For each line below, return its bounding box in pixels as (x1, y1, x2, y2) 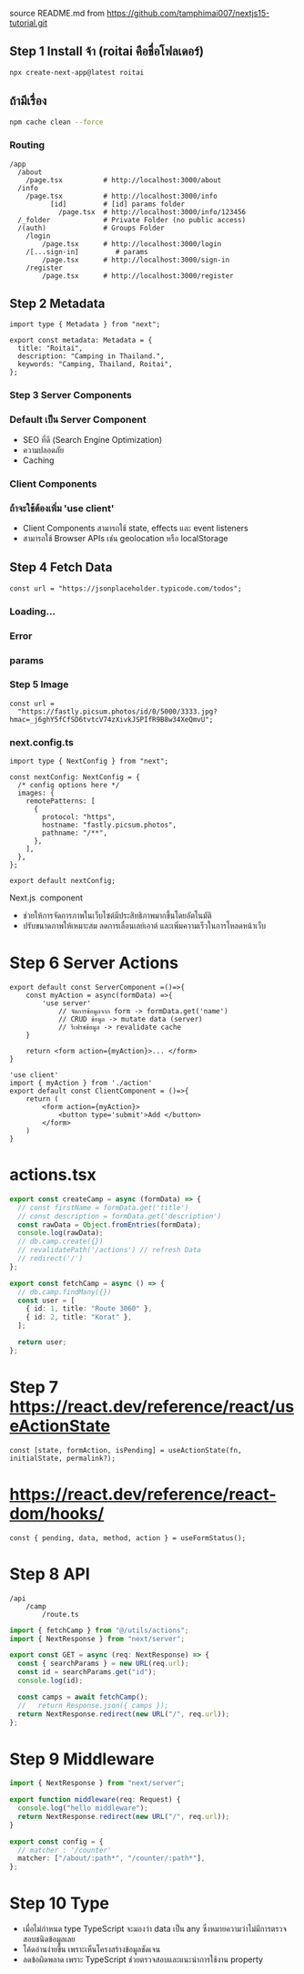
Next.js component (9, 892, 84, 903)
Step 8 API (9, 1563, 91, 1584)
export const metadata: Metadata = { (9, 336, 153, 345)
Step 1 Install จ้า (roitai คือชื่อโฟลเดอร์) (9, 44, 205, 59)
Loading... (9, 605, 56, 618)
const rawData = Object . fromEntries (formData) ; (17, 1220, 202, 1229)
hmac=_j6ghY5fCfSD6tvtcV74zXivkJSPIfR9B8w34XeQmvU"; (9, 715, 214, 724)
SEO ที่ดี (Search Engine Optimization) (22, 434, 163, 445)
